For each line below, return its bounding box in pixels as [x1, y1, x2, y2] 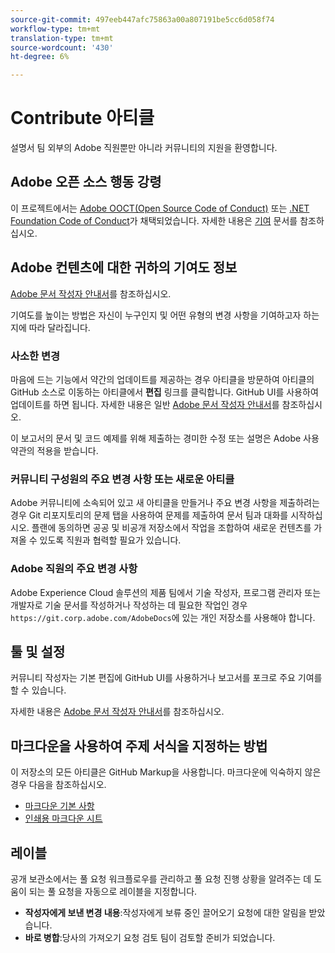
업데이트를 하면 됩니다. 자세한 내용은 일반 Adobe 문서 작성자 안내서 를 [10, 398, 280, 410]
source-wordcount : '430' [10, 42, 114, 53]
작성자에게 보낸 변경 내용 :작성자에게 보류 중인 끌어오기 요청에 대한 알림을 [24, 907, 307, 919]
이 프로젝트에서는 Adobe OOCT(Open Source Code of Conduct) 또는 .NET [10, 202, 310, 214]
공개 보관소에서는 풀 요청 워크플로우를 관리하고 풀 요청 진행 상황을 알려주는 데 [10, 873, 312, 885]
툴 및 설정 [10, 643, 66, 660]
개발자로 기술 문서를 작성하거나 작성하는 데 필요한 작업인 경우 [10, 599, 248, 611]
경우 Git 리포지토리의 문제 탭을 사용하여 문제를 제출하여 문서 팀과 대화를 [10, 509, 289, 521]
